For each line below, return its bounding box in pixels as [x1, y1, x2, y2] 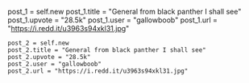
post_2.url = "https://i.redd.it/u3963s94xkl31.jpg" [7, 67, 189, 75]
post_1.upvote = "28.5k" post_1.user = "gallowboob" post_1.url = [7, 15, 218, 25]
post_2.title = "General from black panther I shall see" [7, 46, 206, 54]
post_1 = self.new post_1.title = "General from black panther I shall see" [7, 7, 242, 16]
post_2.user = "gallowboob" [7, 60, 102, 68]
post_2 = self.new [7, 39, 69, 47]
